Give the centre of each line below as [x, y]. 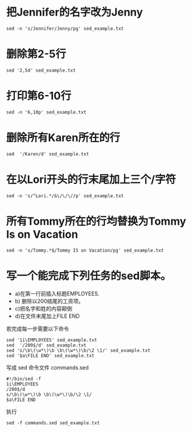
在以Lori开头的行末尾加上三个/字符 [91, 179]
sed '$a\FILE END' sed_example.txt [50, 356]
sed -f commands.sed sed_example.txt [53, 423]
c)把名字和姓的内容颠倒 [44, 308]
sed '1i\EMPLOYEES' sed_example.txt [52, 340]
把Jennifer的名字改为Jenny [75, 12]
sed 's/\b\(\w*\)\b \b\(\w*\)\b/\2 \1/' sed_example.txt [78, 350]
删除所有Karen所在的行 [63, 137]
